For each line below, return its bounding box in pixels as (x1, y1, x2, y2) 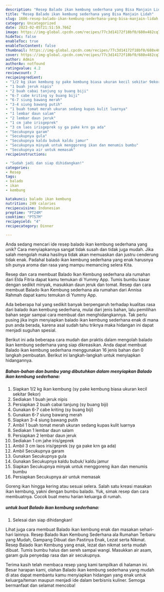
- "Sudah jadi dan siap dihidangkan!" (5, 161, 84, 165)
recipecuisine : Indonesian (5, 205, 60, 211)
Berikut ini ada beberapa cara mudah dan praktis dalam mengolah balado (5, 337, 153, 342)
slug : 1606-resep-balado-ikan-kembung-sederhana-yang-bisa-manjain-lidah (5, 16, 159, 21)
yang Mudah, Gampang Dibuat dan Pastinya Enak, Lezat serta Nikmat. (5, 537, 146, 542)
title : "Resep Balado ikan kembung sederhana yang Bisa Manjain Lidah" (5, 12, 154, 17)
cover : (5, 52, 19, 57)
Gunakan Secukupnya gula (12, 453, 67, 459)
